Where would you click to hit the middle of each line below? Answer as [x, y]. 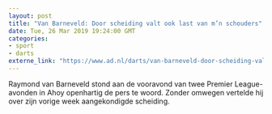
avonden [23, 92]
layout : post [30, 16]
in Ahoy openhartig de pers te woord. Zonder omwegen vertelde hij [151, 92]
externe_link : [32, 61]
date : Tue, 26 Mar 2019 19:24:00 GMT [72, 31]
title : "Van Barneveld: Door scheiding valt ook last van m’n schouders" [136, 23]
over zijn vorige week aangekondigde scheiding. [89, 101]
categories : [28, 38]
